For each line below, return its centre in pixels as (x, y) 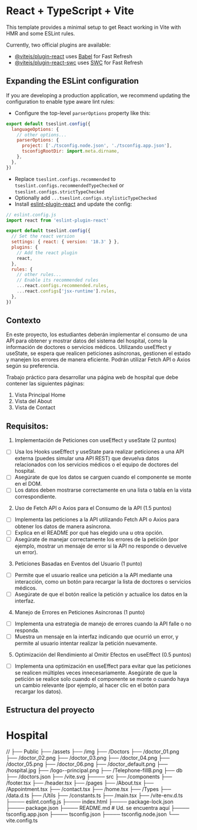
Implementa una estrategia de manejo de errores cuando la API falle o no (103, 624)
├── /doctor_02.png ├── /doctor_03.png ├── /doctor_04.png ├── (88, 758)
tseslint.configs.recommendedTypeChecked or (69, 185)
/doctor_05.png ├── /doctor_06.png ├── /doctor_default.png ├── (87, 764)
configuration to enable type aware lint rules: (60, 101)
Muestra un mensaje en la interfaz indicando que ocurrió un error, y (96, 636)
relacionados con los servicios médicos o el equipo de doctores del (96, 465)
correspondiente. (36, 497)
